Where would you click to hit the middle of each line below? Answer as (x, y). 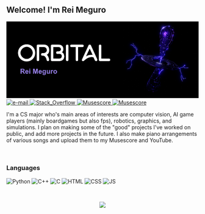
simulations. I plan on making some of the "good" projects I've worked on (99, 127)
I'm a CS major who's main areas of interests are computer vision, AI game (100, 115)
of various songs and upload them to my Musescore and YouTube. (90, 140)
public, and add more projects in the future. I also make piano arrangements (102, 134)
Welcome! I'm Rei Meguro (56, 10)
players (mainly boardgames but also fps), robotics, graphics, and (89, 121)
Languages (23, 168)
